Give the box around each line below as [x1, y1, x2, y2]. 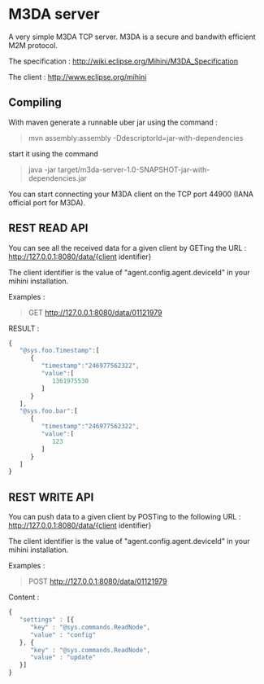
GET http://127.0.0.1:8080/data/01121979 [28, 307, 162, 318]
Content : [8, 592, 40, 603]
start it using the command [8, 148, 99, 159]
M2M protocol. [8, 40, 58, 50]
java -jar [28, 164, 57, 174]
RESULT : [8, 323, 40, 333]
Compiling [8, 95, 63, 110]
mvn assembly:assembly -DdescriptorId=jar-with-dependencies [28, 133, 244, 142]
